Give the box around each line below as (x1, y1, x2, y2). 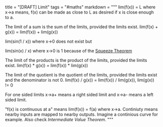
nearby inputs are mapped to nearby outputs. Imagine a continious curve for (5, 111, 158, 117)
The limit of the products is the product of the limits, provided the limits (5, 57, 147, 63)
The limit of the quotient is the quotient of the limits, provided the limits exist (5, 72, 157, 77)
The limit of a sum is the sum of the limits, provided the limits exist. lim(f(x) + (5, 24, 158, 30)
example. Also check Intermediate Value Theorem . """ (5, 117, 113, 122)
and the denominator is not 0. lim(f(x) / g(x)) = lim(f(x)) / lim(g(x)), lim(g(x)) (5, 77, 155, 83)
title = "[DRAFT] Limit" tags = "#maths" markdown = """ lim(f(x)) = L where (5, 4, 156, 10)
